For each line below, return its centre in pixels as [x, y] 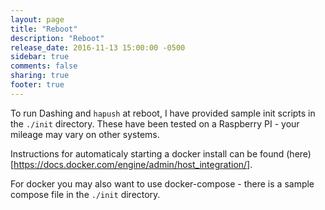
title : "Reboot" [44, 29]
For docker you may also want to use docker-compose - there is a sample [162, 183]
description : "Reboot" [57, 38]
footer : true [37, 85]
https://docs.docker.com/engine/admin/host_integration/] [132, 164]
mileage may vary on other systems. [85, 134]
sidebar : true [40, 57]
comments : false [44, 66]
